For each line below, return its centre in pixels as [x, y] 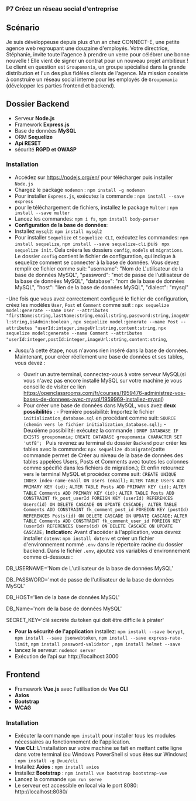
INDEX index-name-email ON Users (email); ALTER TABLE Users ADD [104, 481]
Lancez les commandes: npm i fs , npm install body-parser [87, 218]
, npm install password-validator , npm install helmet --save [104, 644]
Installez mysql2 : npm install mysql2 [58, 231]
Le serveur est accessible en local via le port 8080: [76, 785]
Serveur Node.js [35, 118]
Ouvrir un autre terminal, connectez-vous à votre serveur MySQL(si [104, 374]
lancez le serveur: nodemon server [55, 650]
